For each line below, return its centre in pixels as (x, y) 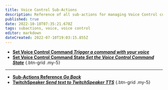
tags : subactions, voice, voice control (48, 28)
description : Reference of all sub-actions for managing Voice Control (81, 14)
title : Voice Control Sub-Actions (41, 10)
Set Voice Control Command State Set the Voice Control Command (83, 57)
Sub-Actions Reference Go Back (47, 77)
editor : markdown (23, 33)
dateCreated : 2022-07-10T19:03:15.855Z (47, 38)
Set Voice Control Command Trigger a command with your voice (81, 52)
